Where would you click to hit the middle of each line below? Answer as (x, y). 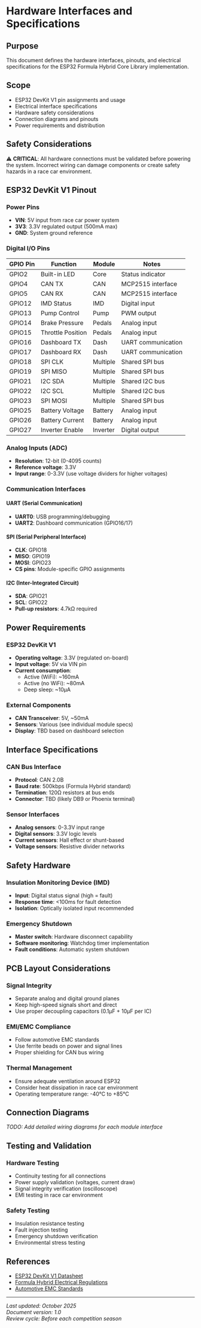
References (28, 1261)
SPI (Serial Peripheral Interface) (46, 537)
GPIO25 (20, 410)
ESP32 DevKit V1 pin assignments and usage (70, 99)
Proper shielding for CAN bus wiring (59, 1052)
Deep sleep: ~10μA (47, 689)
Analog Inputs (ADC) (37, 447)
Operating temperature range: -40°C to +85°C (72, 1094)
